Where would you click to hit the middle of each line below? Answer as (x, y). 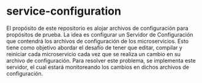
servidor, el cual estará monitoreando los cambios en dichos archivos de (98, 67)
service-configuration (64, 11)
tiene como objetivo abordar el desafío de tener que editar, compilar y (94, 48)
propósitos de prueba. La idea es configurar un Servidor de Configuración (100, 34)
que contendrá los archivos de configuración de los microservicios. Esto (97, 41)
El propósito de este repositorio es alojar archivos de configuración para (97, 28)
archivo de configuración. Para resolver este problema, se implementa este (101, 60)
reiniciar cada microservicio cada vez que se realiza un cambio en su (93, 54)
